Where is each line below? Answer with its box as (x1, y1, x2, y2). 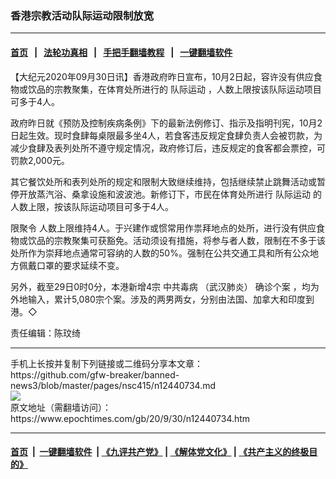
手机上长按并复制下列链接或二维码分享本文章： (10, 357, 203, 369)
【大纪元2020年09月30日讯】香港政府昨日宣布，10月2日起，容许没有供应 (10, 70, 314, 82)
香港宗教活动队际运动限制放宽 (10, 8, 155, 22)
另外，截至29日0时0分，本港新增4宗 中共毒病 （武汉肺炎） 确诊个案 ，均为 (10, 280, 320, 292)
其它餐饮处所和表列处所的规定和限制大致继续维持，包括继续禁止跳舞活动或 (10, 175, 317, 187)
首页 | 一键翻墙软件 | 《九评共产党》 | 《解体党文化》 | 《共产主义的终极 (10, 446, 310, 458)
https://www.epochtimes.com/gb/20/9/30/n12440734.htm (10, 412, 251, 424)
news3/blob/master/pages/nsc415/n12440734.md (10, 379, 217, 391)
